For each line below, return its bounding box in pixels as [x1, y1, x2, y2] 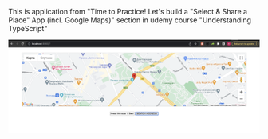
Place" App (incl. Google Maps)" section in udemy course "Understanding [8, 15, 252, 25]
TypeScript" [8, 24, 48, 33]
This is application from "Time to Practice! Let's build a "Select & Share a [8, 7, 248, 16]
